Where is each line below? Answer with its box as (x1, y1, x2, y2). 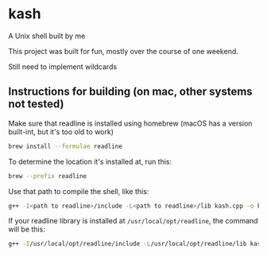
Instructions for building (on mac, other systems (8, 85, 253, 99)
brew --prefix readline (8, 172, 87, 180)
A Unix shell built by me (8, 31, 86, 41)
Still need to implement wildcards (8, 61, 118, 72)
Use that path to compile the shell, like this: (8, 186, 149, 196)
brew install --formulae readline (8, 142, 123, 150)
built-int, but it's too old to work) (8, 126, 114, 136)
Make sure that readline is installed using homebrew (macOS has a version (8, 118, 253, 128)
